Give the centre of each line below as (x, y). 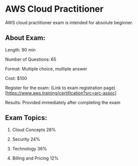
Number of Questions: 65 (31, 59)
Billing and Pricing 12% (35, 158)
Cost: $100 (16, 78)
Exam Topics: (26, 118)
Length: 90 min (20, 49)
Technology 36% (30, 148)
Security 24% (26, 139)
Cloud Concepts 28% (34, 130)
